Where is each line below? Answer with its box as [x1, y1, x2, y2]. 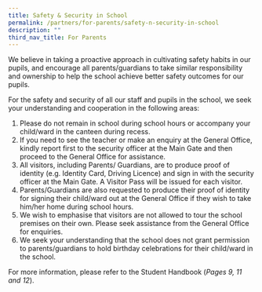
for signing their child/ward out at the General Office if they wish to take [19, 194, 252, 203]
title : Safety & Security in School [8, 11, 128, 20]
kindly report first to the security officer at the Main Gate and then [19, 144, 233, 153]
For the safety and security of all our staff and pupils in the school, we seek [8, 95, 252, 104]
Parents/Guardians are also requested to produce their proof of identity [19, 185, 250, 195]
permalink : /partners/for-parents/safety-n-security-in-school [8, 19, 220, 27]
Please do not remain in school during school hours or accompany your [19, 119, 251, 128]
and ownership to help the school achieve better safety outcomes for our [8, 71, 245, 81]
